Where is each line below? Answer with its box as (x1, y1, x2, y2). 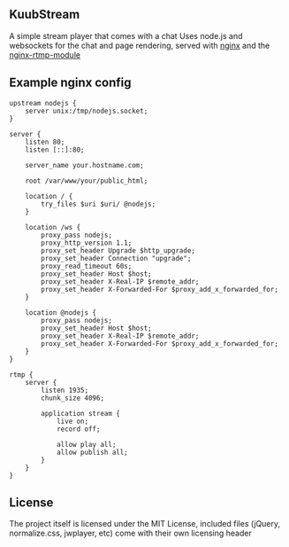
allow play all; (56, 440, 117, 449)
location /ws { (25, 223, 81, 231)
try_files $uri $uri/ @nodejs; (41, 199, 156, 208)
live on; (56, 417, 89, 426)
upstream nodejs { (9, 98, 77, 107)
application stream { (41, 409, 121, 418)
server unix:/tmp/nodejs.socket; (25, 106, 148, 115)
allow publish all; (56, 448, 128, 457)
